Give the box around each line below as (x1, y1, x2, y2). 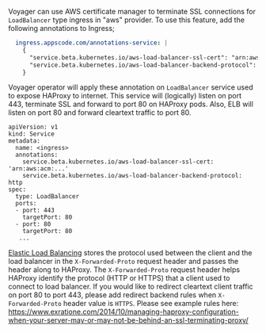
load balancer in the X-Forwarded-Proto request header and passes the (8, 257, 239, 266)
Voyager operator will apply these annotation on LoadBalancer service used (8, 82, 253, 92)
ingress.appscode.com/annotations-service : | (15, 39, 169, 47)
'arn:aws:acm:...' (8, 165, 69, 173)
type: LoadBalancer (15, 193, 80, 201)
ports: (15, 200, 37, 208)
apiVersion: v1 (8, 123, 59, 132)
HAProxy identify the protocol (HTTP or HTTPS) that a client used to (8, 274, 230, 283)
